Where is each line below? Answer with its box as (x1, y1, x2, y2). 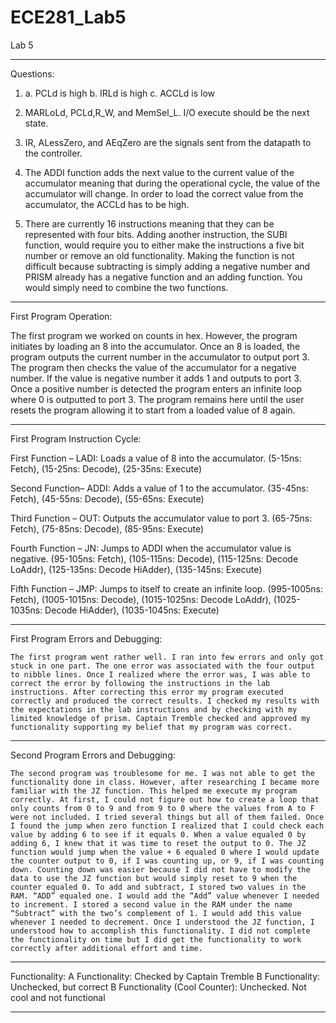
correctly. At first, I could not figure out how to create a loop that (10, 794, 320, 805)
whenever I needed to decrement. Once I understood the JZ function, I (10, 917, 315, 927)
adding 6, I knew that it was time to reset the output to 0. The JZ (10, 838, 307, 848)
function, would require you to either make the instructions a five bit (24, 239, 305, 251)
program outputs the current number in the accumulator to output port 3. (10, 351, 310, 363)
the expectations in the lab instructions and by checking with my (10, 704, 298, 715)
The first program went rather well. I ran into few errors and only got (10, 652, 325, 662)
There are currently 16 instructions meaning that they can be (24, 217, 275, 230)
